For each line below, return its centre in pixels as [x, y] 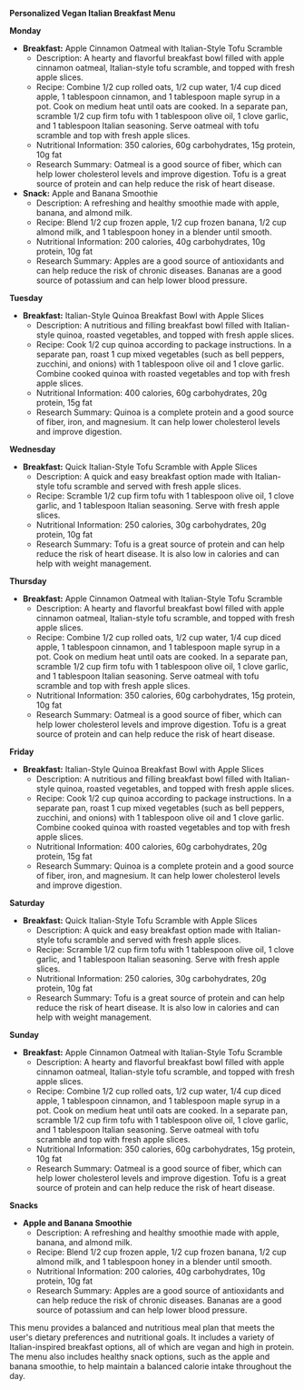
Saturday [27, 903]
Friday [22, 751]
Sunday [24, 1035]
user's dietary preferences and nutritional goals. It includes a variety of [142, 1337]
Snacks [24, 1205]
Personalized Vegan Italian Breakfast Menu [93, 13]
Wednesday [33, 449]
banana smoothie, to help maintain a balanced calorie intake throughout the [151, 1366]
